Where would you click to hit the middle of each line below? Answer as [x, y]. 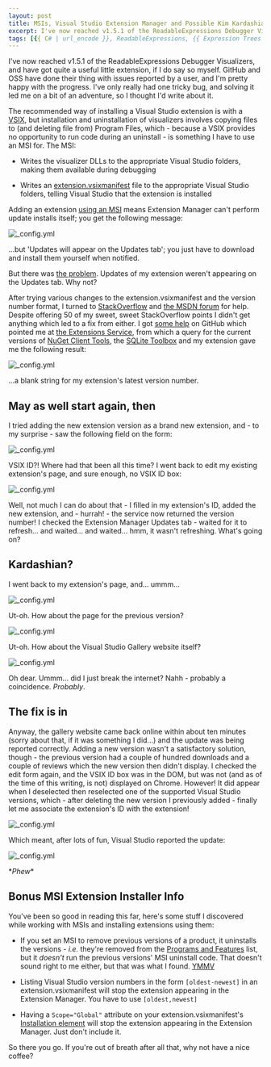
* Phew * [21, 871]
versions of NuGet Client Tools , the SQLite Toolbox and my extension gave [132, 341]
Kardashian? [41, 565]
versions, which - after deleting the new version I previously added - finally [133, 800]
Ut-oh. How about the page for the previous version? [96, 615]
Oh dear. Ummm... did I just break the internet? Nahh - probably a [117, 678]
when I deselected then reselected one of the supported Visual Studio [125, 791]
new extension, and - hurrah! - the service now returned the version [121, 514]
